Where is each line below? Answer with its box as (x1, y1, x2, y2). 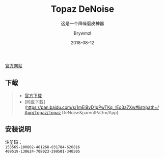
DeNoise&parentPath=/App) (62, 109, 119, 115)
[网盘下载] (24, 98, 45, 104)
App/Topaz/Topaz (24, 109, 61, 115)
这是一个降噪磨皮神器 (61, 20, 104, 26)
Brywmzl (73, 30, 92, 36)
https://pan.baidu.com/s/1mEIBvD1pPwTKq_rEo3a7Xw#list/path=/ (26, 104, 159, 110)
